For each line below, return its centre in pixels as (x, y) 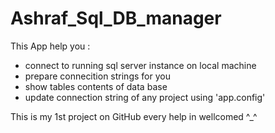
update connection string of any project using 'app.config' (145, 97)
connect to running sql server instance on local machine (140, 65)
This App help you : (50, 46)
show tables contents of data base (96, 86)
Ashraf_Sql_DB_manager (116, 18)
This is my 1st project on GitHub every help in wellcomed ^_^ (134, 116)
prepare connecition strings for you (97, 76)
